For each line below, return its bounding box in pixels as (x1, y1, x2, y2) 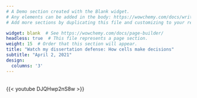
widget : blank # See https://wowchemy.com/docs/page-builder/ (6, 30, 164, 36)
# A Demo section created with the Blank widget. (6, 8, 130, 15)
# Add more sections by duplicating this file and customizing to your (6, 19, 185, 25)
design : (6, 57, 25, 63)
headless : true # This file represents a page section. (6, 36, 148, 42)
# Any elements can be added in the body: (6, 14, 111, 20)
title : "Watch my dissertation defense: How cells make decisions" (6, 46, 175, 53)
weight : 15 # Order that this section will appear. (6, 41, 138, 47)
